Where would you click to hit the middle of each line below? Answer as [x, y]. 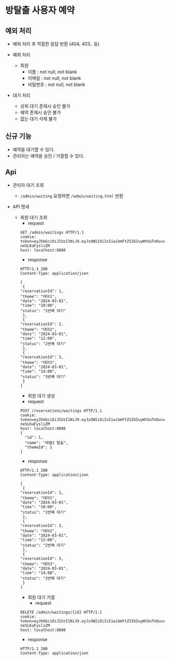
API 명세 [21, 207]
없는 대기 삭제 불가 [38, 119]
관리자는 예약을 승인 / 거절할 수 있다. [48, 156]
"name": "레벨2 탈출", [46, 443]
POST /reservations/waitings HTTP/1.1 [61, 411]
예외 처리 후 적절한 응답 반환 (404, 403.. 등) [56, 44]
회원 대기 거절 [41, 597]
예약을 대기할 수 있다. [33, 149]
